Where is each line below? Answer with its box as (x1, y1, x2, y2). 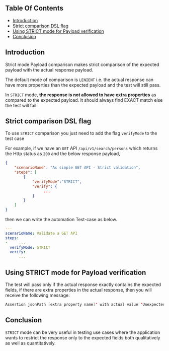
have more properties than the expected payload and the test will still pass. (5, 82, 161, 88)
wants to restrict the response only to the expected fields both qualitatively (5, 334, 160, 340)
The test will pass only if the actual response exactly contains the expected (5, 282, 161, 288)
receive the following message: (5, 292, 70, 298)
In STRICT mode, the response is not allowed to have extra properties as (5, 92, 156, 98)
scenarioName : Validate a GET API (5, 231, 78, 236)
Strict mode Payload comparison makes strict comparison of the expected (5, 61, 159, 67)
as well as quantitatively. (5, 340, 56, 346)
